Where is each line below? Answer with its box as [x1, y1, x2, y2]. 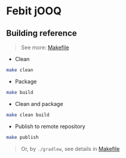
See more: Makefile [20, 44, 70, 51]
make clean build [6, 112, 50, 118]
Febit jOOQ [6, 4, 62, 18]
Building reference [6, 28, 77, 38]
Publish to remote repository [14, 123, 86, 130]
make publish [6, 134, 39, 140]
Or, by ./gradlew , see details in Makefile [20, 145, 120, 152]
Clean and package [14, 100, 64, 107]
